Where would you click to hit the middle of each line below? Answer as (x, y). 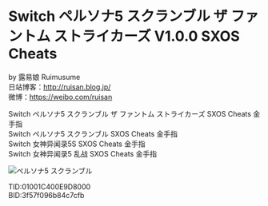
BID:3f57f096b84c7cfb (46, 195)
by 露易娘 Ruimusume (44, 77)
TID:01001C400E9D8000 (50, 186)
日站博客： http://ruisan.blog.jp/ (60, 87)
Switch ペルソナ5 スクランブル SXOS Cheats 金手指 (93, 133)
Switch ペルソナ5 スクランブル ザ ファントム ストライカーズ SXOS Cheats (130, 113)
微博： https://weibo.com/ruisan (60, 97)
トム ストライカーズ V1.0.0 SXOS (131, 36)
